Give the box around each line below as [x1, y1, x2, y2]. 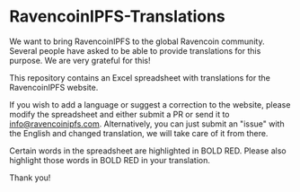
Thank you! [9, 172, 51, 183]
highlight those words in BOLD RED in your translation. [9, 154, 211, 165]
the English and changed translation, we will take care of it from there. [9, 127, 269, 138]
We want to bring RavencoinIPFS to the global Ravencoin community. [9, 36, 265, 47]
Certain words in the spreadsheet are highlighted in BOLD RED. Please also [9, 145, 287, 156]
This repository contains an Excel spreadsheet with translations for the [9, 72, 271, 83]
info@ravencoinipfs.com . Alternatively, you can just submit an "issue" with [9, 118, 285, 129]
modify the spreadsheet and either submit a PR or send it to [9, 109, 231, 119]
